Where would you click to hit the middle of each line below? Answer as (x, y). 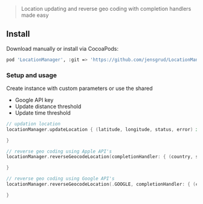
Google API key (34, 100)
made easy (35, 15)
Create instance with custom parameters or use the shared (79, 88)
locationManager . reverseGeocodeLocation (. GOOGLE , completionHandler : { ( (101, 184)
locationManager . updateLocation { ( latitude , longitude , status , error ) (100, 129)
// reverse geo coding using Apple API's (59, 151)
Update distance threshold (48, 106)
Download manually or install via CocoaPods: (63, 48)
